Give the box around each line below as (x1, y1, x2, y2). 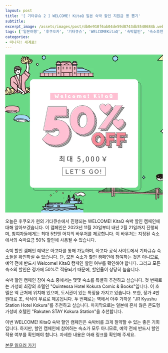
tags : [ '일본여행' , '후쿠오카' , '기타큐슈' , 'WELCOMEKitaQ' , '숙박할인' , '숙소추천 (5, 29, 163, 35)
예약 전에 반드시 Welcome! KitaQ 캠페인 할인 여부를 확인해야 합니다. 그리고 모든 (5, 260, 161, 266)
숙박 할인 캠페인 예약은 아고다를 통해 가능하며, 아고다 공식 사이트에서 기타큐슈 (5, 247, 156, 253)
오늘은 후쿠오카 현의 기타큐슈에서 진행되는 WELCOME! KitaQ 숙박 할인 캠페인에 (5, 218, 160, 224)
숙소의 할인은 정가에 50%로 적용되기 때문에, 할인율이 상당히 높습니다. (5, 266, 140, 272)
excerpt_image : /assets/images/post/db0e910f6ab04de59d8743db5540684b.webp (5, 24, 166, 29)
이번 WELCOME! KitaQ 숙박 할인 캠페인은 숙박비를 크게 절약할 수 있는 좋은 (5, 319, 151, 325)
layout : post (5, 8, 32, 13)
